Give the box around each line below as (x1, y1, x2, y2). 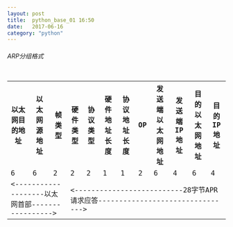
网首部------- (10, 200, 61, 209)
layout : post (7, 10, 45, 17)
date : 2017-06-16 (7, 23, 64, 30)
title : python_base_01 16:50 (7, 17, 95, 24)
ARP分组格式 (7, 51, 44, 60)
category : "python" (7, 29, 64, 37)
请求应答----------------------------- (70, 196, 220, 205)
